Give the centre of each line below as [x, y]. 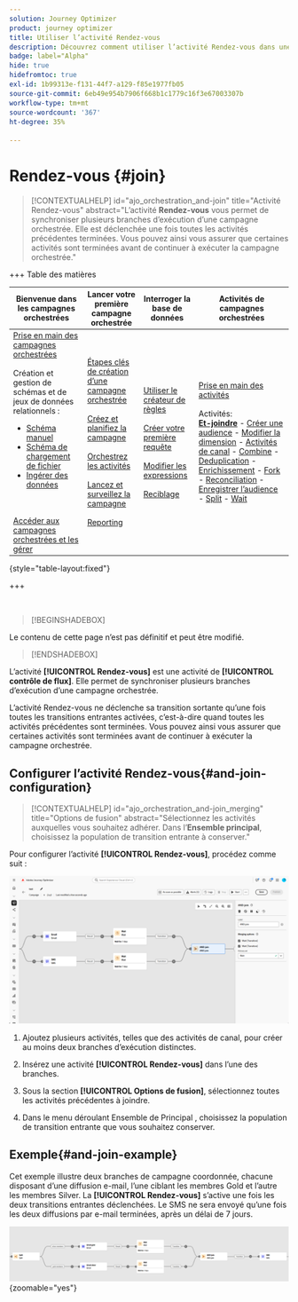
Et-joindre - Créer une [241, 423]
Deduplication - [227, 461]
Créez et [103, 418]
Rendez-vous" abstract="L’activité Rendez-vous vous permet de [149, 210]
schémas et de [40, 391]
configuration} [51, 787]
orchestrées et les [46, 539]
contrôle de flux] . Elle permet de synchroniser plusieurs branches [130, 681]
